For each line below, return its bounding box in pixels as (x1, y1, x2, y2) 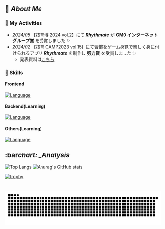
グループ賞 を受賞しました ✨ (12, 38, 71, 43)
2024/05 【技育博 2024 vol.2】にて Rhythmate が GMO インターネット (12, 32, 158, 38)
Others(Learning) (5, 125, 42, 131)
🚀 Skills (5, 69, 23, 76)
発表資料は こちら (19, 56, 55, 62)
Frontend (5, 81, 25, 87)
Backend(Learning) (5, 103, 46, 109)
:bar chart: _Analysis (5, 151, 70, 159)
